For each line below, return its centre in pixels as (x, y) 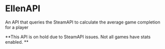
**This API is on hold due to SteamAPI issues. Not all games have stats (78, 37)
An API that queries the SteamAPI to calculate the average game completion (83, 22)
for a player (17, 27)
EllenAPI (23, 9)
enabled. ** (17, 42)
